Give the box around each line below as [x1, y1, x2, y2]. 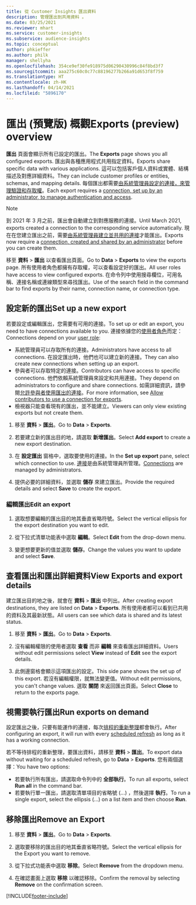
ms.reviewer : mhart [6, 25, 54, 31]
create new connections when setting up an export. [14, 360, 139, 367]
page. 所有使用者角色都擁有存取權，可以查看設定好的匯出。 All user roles [6, 264, 181, 271]
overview [6, 130, 53, 144]
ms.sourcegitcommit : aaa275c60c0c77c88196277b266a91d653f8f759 [6, 69, 164, 74]
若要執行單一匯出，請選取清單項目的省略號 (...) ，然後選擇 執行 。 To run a [14, 789, 191, 797]
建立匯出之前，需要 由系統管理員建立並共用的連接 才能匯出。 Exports [21, 231, 184, 238]
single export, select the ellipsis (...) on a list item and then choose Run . [14, 796, 187, 803]
